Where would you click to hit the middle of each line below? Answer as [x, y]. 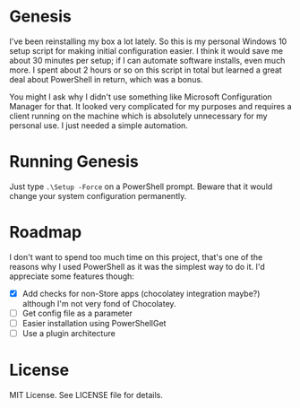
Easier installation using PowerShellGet [94, 323]
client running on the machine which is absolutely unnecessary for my [138, 116]
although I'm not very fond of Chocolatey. [99, 303]
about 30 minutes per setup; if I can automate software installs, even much [147, 60]
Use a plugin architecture [69, 333]
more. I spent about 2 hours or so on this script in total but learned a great [146, 70]
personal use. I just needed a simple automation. [99, 125]
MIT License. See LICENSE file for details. [86, 395]
